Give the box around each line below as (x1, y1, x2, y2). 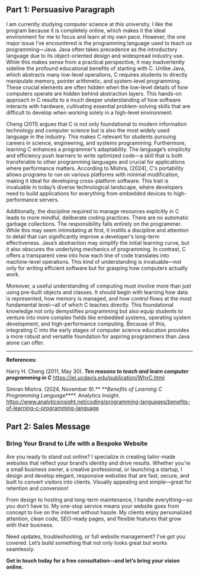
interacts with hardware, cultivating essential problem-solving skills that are (6, 102, 191, 109)
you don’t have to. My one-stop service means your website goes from (6, 502, 179, 510)
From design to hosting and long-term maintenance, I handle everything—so (6, 496, 192, 503)
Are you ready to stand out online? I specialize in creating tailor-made (6, 453, 176, 460)
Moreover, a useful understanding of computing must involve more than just (6, 282, 191, 289)
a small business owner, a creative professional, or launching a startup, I (6, 466, 182, 473)
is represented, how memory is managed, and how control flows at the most (6, 295, 192, 302)
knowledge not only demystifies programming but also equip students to (6, 307, 184, 314)
